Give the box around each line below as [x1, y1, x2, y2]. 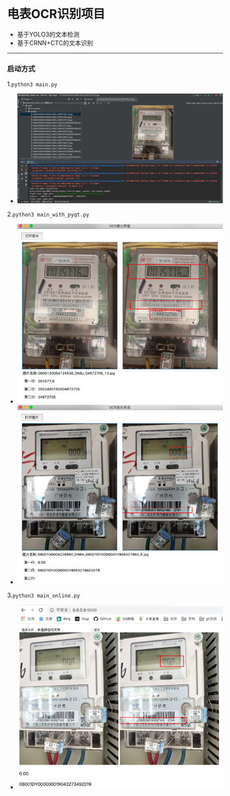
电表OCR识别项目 [7, 6, 105, 22]
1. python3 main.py [7, 80, 58, 88]
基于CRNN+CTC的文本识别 [16, 38, 94, 47]
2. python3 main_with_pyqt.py [7, 210, 90, 219]
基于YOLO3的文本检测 [16, 30, 80, 38]
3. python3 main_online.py [7, 591, 80, 599]
